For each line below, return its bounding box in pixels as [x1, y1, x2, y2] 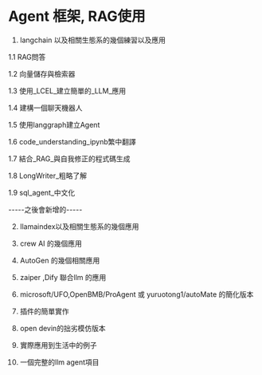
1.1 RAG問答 [8, 52, 46, 61]
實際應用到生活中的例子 [19, 340, 97, 349]
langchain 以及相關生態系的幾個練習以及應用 [19, 35, 166, 45]
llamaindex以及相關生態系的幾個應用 [19, 221, 139, 231]
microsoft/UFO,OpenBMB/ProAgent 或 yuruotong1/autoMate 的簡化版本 [19, 289, 254, 299]
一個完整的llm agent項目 [19, 357, 100, 367]
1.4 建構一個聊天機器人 [8, 103, 83, 112]
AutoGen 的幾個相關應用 [19, 255, 100, 265]
